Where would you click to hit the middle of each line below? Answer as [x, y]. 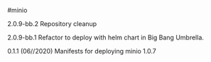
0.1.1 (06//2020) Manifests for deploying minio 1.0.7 [82, 51]
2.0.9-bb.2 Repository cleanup [52, 24]
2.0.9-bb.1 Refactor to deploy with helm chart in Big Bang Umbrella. [106, 37]
